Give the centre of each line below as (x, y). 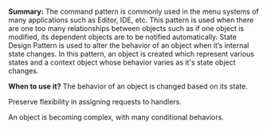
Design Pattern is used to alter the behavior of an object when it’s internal (129, 45)
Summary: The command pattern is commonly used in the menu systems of (133, 12)
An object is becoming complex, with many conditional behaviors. (116, 117)
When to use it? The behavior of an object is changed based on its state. (128, 86)
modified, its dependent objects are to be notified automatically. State (123, 37)
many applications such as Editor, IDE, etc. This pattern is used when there (131, 20)
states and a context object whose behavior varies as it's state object (122, 62)
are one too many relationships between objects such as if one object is (126, 28)
